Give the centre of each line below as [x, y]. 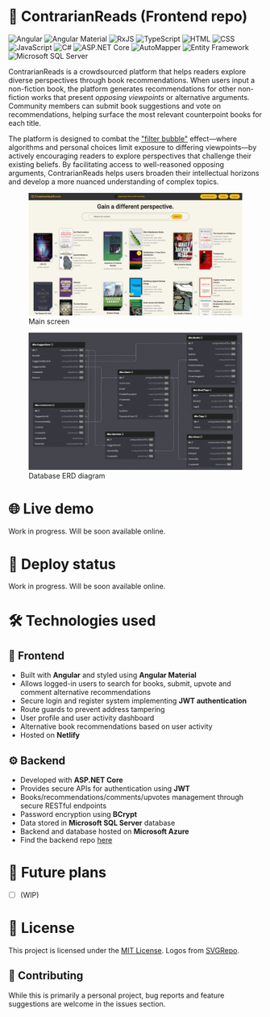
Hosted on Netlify [50, 735]
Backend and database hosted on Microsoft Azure [104, 831]
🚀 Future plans [58, 873]
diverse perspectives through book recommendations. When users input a [132, 80]
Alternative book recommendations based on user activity [116, 726]
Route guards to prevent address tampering [92, 709]
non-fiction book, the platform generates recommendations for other [122, 89]
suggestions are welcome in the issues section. [87, 1003]
